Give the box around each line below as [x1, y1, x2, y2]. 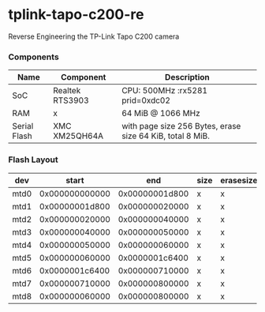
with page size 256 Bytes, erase [121, 121, 241, 132]
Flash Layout [8, 154, 58, 165]
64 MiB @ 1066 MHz [121, 108, 201, 119]
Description [164, 72, 211, 83]
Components [8, 51, 59, 62]
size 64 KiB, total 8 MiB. [121, 130, 211, 141]
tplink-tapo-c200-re [8, 6, 144, 24]
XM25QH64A [52, 130, 104, 141]
